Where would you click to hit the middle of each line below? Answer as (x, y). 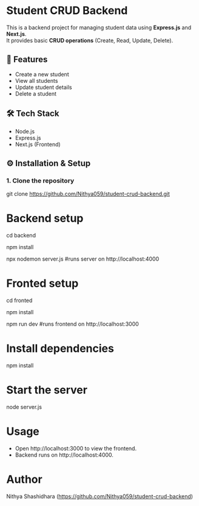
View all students (36, 80)
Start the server (47, 390)
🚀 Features (27, 59)
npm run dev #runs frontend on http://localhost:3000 (73, 324)
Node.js (25, 131)
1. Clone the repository (40, 180)
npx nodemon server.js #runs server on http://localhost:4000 (83, 259)
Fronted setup (42, 283)
